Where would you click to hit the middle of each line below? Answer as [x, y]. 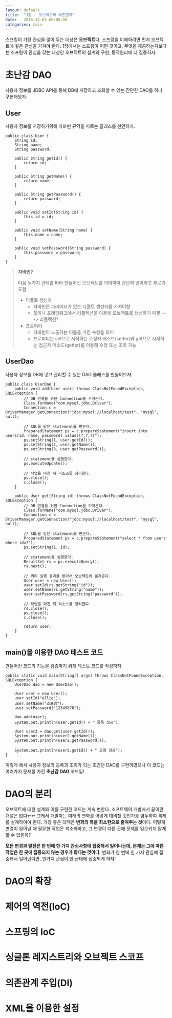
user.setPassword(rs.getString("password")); [73, 594]
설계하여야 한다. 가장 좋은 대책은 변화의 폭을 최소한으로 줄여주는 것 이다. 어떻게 [88, 822]
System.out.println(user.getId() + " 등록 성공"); [67, 722]
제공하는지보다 [152, 46]
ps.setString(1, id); [47, 547]
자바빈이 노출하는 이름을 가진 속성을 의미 [73, 332]
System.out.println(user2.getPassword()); [60, 740]
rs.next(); [35, 566]
